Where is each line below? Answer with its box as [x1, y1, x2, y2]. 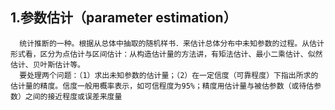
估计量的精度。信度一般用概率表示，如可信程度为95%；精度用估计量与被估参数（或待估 [10, 81, 315, 91]
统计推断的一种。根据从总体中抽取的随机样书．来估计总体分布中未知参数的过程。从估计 [19, 38, 325, 48]
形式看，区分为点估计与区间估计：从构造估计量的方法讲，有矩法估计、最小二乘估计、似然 [10, 49, 323, 59]
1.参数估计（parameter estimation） [10, 9, 237, 27]
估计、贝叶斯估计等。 [10, 59, 85, 70]
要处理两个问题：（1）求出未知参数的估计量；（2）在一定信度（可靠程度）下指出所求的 [19, 70, 319, 80]
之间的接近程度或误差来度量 [24, 91, 123, 102]
